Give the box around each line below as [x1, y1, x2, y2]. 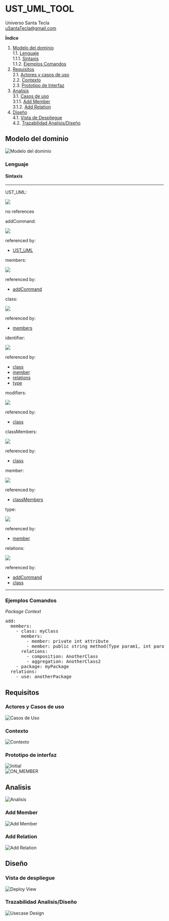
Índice [5, 35, 19, 41]
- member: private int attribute [26, 638, 109, 644]
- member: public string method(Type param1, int [26, 643, 151, 650]
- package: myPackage [16, 664, 69, 670]
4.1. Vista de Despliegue [12, 114, 62, 120]
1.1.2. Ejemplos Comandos [12, 61, 66, 67]
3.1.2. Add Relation [12, 104, 51, 110]
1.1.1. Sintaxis [12, 55, 39, 61]
